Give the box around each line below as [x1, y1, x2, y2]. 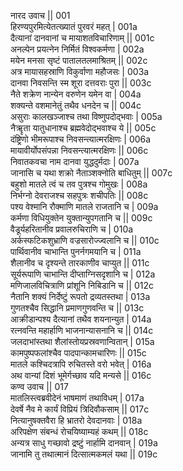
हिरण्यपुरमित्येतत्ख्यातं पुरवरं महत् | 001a [10, 21, 138, 32]
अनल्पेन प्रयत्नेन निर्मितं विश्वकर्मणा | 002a [10, 43, 145, 55]
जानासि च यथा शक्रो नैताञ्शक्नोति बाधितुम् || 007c [10, 167, 173, 179]
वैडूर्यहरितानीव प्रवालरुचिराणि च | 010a [10, 223, 134, 235]
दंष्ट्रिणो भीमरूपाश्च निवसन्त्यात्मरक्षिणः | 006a [10, 133, 152, 145]
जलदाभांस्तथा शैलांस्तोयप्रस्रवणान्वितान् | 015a [10, 336, 155, 347]
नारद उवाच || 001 [10, 10, 71, 21]
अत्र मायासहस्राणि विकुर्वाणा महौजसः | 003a [10, 66, 150, 77]
